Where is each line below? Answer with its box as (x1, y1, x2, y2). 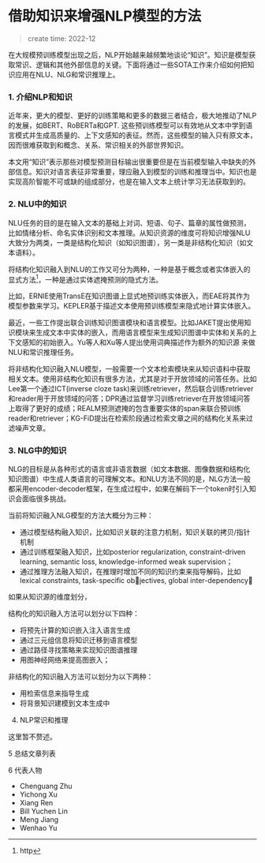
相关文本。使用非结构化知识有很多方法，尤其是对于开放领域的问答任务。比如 (8, 374, 257, 383)
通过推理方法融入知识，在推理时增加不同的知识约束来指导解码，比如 (19, 567, 241, 577)
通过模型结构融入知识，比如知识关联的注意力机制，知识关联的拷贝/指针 (19, 528, 251, 537)
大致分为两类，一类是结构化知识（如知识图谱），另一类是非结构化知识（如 (8, 237, 247, 247)
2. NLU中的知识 (8, 199, 67, 210)
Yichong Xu (19, 790, 58, 799)
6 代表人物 (8, 766, 43, 775)
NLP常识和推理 (19, 715, 69, 725)
